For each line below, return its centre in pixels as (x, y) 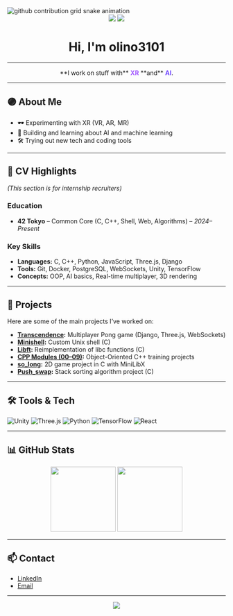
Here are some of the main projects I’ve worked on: (80, 321)
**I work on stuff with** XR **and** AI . (116, 73)
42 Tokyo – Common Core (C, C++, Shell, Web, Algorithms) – (105, 221)
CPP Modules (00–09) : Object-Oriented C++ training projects (106, 357)
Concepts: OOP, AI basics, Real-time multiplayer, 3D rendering (107, 276)
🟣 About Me (35, 102)
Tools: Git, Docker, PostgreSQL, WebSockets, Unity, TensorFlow (109, 269)
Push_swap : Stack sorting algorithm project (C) (85, 371)
